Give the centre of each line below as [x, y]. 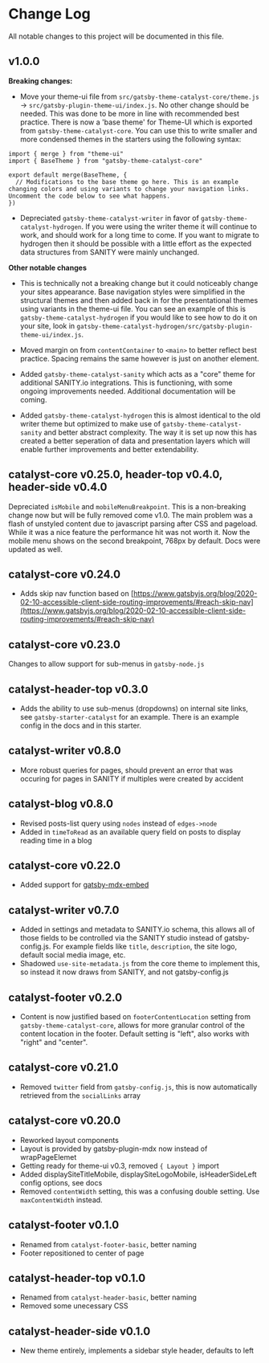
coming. [33, 399]
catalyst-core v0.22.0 [65, 865]
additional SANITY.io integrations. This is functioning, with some [126, 382]
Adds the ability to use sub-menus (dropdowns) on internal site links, [134, 708]
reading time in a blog [56, 840]
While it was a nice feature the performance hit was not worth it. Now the [129, 532]
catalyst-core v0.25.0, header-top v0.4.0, [116, 475]
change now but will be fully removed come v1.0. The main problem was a [130, 515]
